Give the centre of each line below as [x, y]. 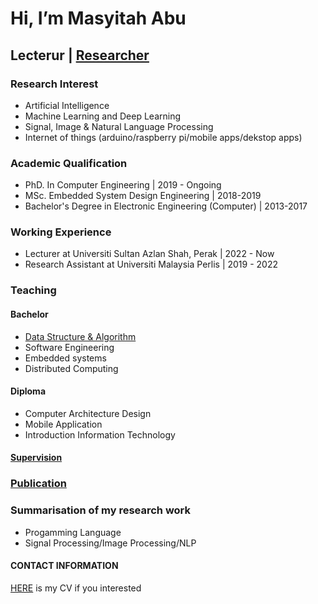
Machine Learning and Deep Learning [103, 116]
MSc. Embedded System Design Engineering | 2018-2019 [143, 196]
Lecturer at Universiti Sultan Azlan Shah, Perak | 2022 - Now [149, 254]
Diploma [28, 391]
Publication [38, 484]
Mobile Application [63, 424]
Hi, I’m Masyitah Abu [98, 18]
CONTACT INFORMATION [64, 566]
